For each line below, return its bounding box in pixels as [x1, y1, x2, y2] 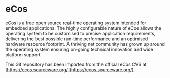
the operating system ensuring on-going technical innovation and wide [5, 46, 153, 52]
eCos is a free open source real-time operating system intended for [5, 20, 146, 26]
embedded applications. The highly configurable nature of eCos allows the [5, 25, 161, 31]
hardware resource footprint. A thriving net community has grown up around [5, 41, 165, 47]
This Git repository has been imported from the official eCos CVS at [5, 61, 147, 67]
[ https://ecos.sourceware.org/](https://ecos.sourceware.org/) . [5, 66, 135, 73]
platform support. [5, 51, 42, 58]
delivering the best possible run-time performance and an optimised [5, 36, 148, 42]
